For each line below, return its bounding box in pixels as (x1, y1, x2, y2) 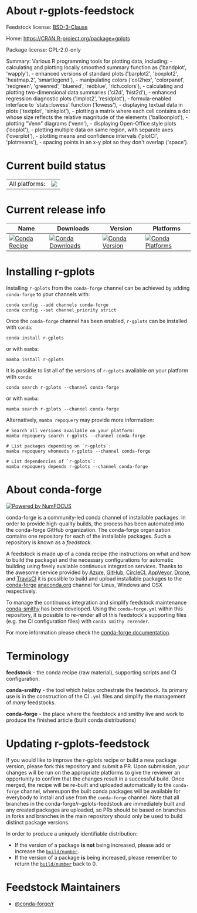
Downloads (56, 224, 90, 232)
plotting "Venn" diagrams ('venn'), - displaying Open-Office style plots (6, 120, 176, 127)
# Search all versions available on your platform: (6, 427, 135, 433)
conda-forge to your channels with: (6, 290, 90, 297)
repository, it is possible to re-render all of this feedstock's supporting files (6, 611, 186, 618)
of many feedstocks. (6, 699, 56, 706)
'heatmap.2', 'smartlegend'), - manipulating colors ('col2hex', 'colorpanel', (6, 76, 185, 83)
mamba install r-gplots (6, 357, 64, 362)
